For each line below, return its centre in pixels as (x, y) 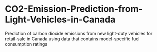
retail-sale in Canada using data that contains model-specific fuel (72, 39)
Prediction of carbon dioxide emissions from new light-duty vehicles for (79, 33)
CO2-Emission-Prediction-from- (74, 9)
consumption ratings (26, 44)
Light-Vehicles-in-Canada (60, 20)
